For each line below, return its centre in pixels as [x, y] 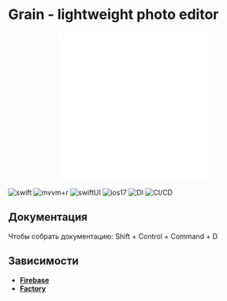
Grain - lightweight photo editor [113, 15]
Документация [48, 217]
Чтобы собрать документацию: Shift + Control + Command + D [113, 236]
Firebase [34, 280]
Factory [33, 288]
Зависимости [43, 261]
